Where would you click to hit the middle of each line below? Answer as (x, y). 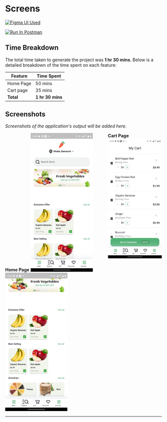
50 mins (44, 83)
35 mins (44, 90)
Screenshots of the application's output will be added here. (66, 126)
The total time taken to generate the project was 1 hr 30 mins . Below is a (79, 60)
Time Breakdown (32, 48)
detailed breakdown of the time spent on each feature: (61, 65)
